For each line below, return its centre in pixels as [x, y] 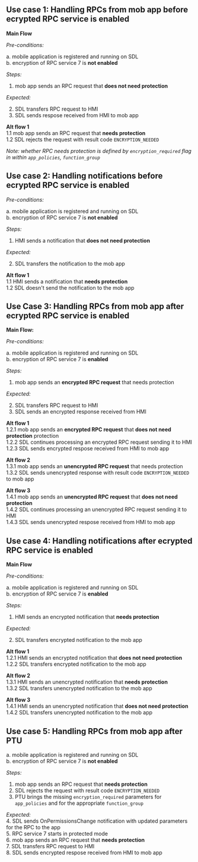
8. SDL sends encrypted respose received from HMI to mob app [84, 852]
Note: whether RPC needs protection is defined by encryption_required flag [99, 151]
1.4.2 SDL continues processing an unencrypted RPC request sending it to [97, 510]
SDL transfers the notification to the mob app [70, 264]
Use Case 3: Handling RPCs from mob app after [95, 307]
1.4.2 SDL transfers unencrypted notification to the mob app [79, 713]
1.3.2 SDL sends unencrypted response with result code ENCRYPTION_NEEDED [98, 473]
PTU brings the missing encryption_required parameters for [88, 797]
